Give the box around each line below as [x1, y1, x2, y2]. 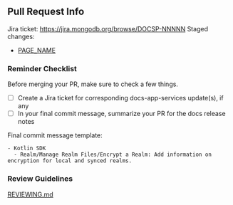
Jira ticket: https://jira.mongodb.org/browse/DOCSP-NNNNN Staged [7, 24, 209, 33]
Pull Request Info [7, 6, 85, 18]
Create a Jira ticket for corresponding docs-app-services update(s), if [17, 94, 224, 102]
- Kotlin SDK [7, 145, 46, 152]
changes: [7, 32, 35, 41]
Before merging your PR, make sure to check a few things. [7, 80, 178, 88]
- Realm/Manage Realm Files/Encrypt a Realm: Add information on [14, 151, 212, 159]
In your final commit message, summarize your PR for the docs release [17, 110, 226, 118]
